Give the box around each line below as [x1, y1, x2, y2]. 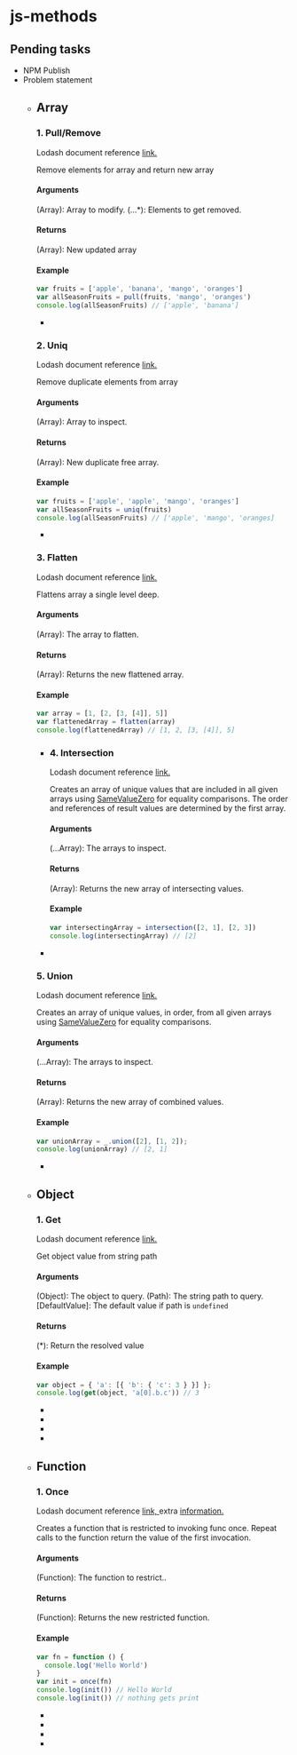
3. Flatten [35, 552, 78, 564]
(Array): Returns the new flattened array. [35, 669, 184, 680]
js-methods [10, 6, 98, 27]
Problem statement [22, 75, 93, 85]
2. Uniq [35, 339, 68, 352]
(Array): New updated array [35, 244, 137, 255]
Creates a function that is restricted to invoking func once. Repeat [35, 1523, 277, 1534]
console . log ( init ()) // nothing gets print [35, 1694, 200, 1703]
